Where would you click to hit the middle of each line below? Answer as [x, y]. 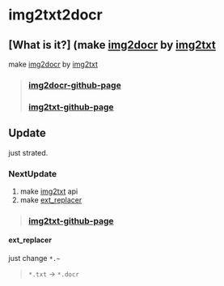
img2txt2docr [55, 15]
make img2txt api [49, 191]
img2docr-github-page [74, 85]
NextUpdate [33, 173]
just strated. [28, 152]
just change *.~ [34, 258]
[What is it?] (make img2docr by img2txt [112, 45]
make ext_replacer [51, 199]
